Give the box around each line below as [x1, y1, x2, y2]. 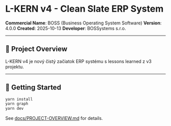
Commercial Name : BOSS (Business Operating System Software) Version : [5, 20, 162, 26]
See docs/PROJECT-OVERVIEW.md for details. [5, 115, 103, 121]
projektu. [5, 64, 24, 70]
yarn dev [5, 106, 24, 111]
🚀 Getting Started [5, 83, 62, 92]
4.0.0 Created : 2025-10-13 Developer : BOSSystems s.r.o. [5, 25, 126, 31]
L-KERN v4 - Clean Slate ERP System [5, 3, 164, 15]
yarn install [5, 97, 33, 102]
